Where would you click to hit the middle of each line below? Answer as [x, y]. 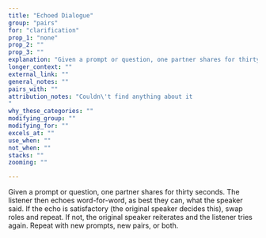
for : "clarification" [44, 30]
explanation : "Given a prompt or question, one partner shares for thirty [134, 60]
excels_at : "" [32, 133]
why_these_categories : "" [51, 111]
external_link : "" [38, 74]
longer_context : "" [40, 67]
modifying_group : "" [42, 119]
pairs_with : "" [33, 89]
